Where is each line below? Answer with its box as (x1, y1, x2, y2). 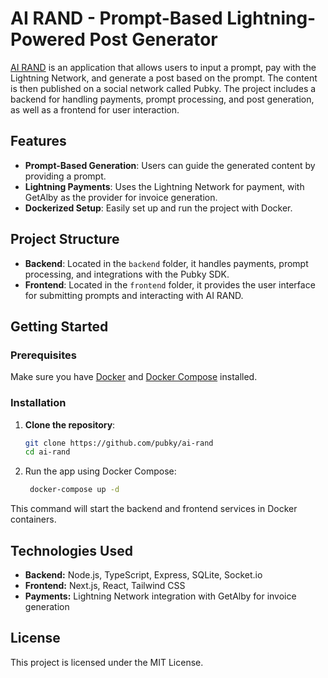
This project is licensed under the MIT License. (10, 656, 204, 668)
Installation (10, 396, 67, 410)
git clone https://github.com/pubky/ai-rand (24, 438, 214, 448)
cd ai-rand (24, 447, 71, 457)
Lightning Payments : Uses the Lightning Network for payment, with (24, 180, 305, 192)
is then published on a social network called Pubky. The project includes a (10, 82, 317, 94)
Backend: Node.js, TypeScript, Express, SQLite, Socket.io (24, 568, 263, 581)
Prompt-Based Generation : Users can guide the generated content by (24, 159, 316, 171)
